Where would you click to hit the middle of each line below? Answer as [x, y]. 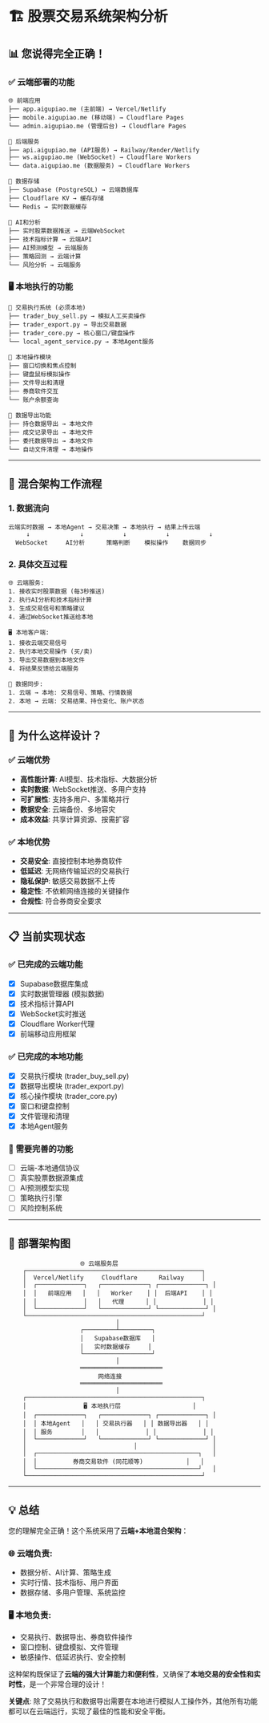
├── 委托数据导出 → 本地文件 [51, 441]
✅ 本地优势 [29, 841]
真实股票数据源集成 [52, 1178]
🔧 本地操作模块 [30, 358]
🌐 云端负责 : [30, 1554]
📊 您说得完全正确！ [57, 53]
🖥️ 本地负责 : [30, 1616]
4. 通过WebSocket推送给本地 [51, 617]
